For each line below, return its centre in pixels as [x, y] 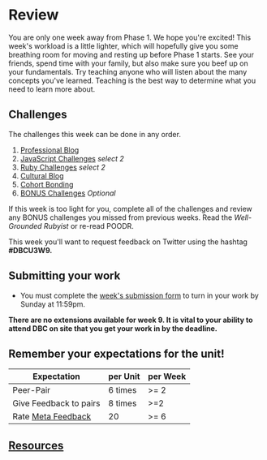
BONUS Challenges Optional [68, 193]
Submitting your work [65, 276]
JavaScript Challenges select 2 [72, 158]
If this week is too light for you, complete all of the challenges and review [131, 209]
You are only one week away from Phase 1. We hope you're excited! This [130, 37]
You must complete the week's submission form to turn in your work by [140, 295]
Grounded [25, 226]
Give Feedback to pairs [56, 403]
